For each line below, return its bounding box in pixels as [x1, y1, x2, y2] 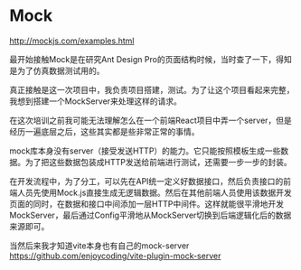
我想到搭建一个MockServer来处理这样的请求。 [9, 96, 183, 107]
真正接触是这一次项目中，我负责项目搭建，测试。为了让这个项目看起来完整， [9, 84, 295, 95]
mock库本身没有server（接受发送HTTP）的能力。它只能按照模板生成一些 [9, 145, 281, 156]
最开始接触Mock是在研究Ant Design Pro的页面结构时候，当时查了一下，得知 [9, 53, 292, 64]
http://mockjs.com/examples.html [9, 35, 135, 46]
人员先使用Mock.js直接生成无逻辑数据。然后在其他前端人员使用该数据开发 [16, 187, 292, 198]
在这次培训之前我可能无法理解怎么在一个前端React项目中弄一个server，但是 [9, 115, 292, 126]
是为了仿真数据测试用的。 [9, 65, 105, 76]
